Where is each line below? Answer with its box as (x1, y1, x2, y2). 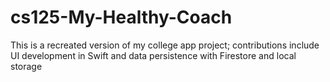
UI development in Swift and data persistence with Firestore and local (10, 49, 297, 61)
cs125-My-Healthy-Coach (10, 6, 233, 29)
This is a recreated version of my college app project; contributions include (10, 39, 320, 51)
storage (10, 60, 43, 72)
